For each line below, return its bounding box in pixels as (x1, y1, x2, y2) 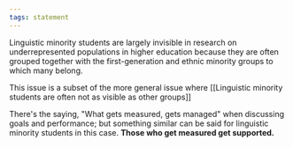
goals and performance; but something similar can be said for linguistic (9, 118, 269, 129)
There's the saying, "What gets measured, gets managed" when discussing (9, 108, 285, 119)
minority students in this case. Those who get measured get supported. (9, 127, 274, 137)
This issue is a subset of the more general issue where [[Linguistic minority (9, 82, 283, 92)
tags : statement (9, 12, 69, 22)
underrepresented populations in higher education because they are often (9, 46, 279, 57)
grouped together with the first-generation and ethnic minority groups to (9, 55, 274, 66)
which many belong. (9, 65, 83, 76)
